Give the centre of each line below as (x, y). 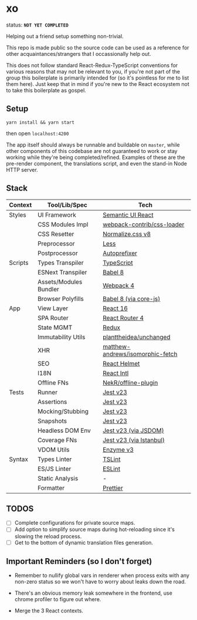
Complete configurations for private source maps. (75, 523)
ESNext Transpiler (62, 272)
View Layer (53, 308)
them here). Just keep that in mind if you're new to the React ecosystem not (98, 84)
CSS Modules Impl (63, 224)
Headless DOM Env (64, 430)
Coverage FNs (57, 440)
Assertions (52, 402)
